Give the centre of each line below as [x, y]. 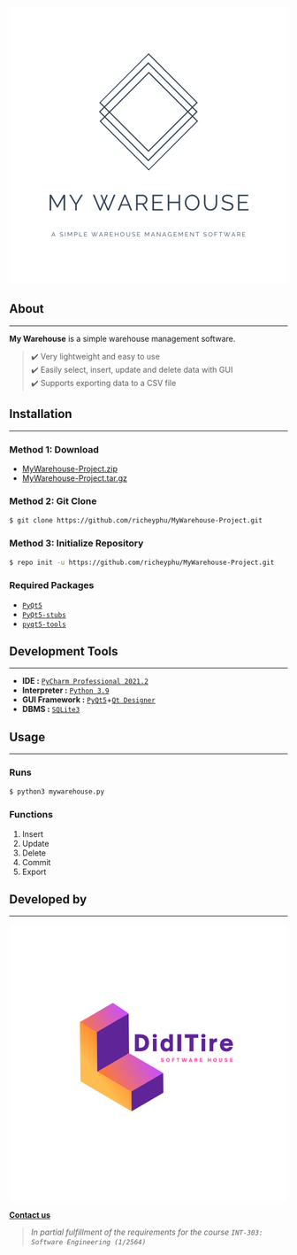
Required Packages [52, 585]
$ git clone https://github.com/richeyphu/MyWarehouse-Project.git [136, 521]
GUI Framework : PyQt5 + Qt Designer [89, 700]
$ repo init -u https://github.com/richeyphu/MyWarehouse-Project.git [142, 563]
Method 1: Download [54, 449]
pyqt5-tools [44, 624]
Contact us [30, 1215]
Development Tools [64, 651]
